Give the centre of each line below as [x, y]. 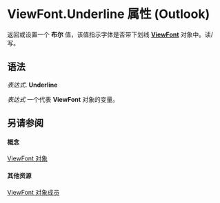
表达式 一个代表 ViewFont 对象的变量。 [63, 99]
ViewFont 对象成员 [33, 192]
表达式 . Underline [32, 85]
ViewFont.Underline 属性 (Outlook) [109, 14]
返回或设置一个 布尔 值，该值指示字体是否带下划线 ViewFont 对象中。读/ [110, 34]
